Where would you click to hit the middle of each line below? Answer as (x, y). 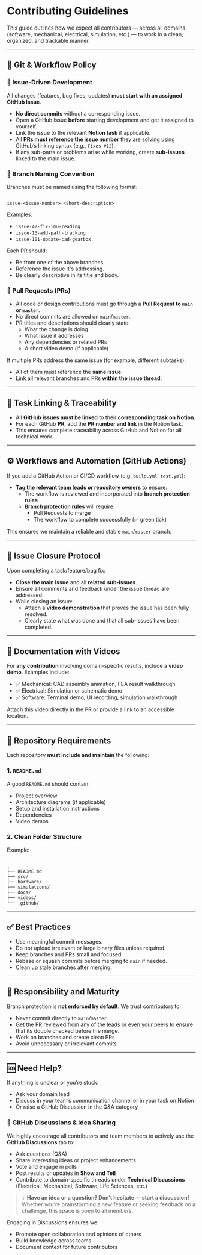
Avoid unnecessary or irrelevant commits (66, 1044)
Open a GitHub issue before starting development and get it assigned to (105, 120)
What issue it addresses (54, 336)
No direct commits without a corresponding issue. (78, 113)
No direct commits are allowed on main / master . (73, 317)
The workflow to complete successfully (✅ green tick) (100, 519)
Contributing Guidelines (68, 11)
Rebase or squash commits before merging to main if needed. (91, 961)
